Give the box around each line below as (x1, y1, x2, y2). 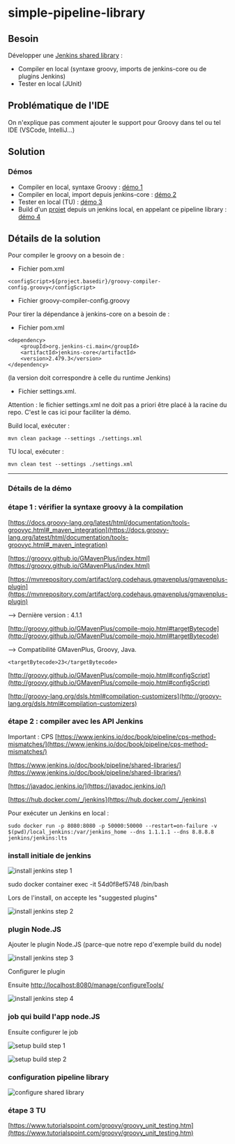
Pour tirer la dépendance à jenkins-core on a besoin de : (8, 310, 170, 318)
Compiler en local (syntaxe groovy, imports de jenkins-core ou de (17, 65, 207, 73)
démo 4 (17, 212, 41, 221)
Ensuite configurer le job (8, 1027, 79, 1036)
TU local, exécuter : (8, 447, 64, 456)
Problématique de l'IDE (8, 100, 109, 112)
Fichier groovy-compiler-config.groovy (17, 297, 130, 305)
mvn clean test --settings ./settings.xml (8, 461, 133, 468)
